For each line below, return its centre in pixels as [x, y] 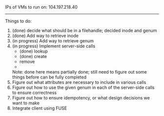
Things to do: [18, 21]
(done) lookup [33, 51]
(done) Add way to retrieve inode [45, 36]
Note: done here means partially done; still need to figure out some [80, 72]
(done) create [33, 56]
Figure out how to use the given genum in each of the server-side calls [83, 87]
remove [27, 61]
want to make [26, 103]
